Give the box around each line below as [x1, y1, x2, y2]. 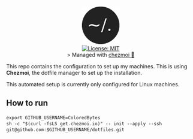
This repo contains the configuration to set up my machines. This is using [6, 63, 188, 69]
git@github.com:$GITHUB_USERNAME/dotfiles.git [6, 126, 125, 132]
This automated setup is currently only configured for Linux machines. [6, 81, 180, 87]
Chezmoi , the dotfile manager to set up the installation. [6, 69, 143, 76]
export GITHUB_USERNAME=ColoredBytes [6, 114, 101, 120]
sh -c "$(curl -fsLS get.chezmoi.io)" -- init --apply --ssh [6, 120, 162, 126]
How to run [6, 98, 49, 108]
